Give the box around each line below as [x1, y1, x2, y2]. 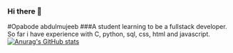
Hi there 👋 [7, 6, 43, 16]
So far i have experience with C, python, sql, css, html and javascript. [7, 30, 210, 38]
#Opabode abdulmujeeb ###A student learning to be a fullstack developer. [7, 23, 227, 31]
